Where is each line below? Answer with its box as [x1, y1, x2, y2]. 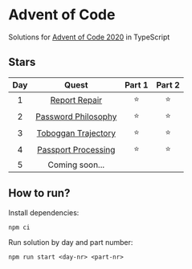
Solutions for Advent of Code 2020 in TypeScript [8, 32, 170, 42]
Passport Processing [37, 145, 116, 156]
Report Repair [50, 95, 103, 106]
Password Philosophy [35, 111, 117, 122]
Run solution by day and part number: [8, 237, 133, 247]
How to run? [8, 186, 71, 200]
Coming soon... [47, 159, 105, 170]
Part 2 [156, 79, 181, 90]
